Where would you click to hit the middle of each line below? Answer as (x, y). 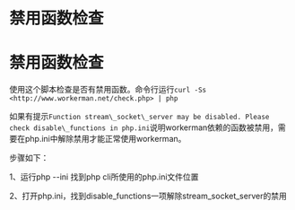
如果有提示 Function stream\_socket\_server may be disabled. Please (139, 117)
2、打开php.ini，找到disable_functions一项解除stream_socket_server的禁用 (148, 196)
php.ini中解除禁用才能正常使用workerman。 (105, 139)
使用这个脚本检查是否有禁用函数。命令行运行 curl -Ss (108, 90)
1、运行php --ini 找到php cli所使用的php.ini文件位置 (104, 177)
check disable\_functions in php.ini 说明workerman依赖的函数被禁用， (144, 127)
